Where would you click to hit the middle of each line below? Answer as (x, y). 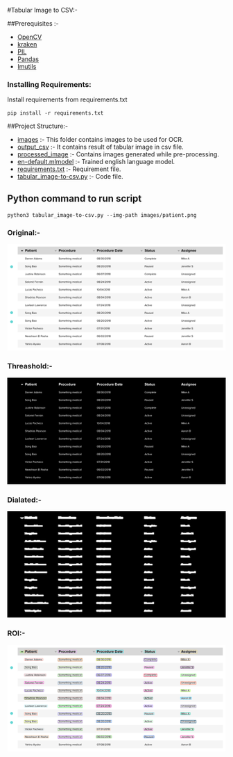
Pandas (28, 59)
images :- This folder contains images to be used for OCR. (100, 140)
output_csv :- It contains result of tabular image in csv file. (100, 147)
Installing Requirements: (49, 84)
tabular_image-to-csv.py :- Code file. (70, 177)
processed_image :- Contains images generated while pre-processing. (118, 154)
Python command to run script (75, 198)
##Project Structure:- (37, 126)
